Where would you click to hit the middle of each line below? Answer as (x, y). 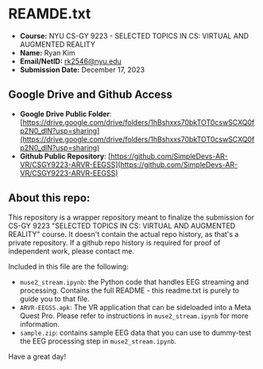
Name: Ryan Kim (47, 52)
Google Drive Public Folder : (66, 114)
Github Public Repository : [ (65, 156)
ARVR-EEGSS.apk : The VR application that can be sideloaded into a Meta (135, 307)
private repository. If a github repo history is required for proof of (114, 243)
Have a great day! (37, 356)
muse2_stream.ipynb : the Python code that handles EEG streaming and (134, 282)
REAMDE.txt (50, 14)
